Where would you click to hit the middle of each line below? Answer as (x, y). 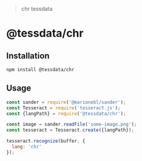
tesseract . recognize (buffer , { (46, 141)
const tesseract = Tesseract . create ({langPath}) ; (70, 130)
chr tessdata (37, 9)
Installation (28, 56)
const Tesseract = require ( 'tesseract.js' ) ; (63, 108)
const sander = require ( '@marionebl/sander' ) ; (66, 102)
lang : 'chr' (27, 147)
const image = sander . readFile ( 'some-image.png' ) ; (72, 125)
